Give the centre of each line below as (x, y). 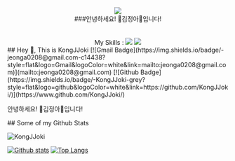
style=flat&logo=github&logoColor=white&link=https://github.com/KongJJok (118, 87)
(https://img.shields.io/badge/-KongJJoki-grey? (76, 79)
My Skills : (109, 42)
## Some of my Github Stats (48, 123)
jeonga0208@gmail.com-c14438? (56, 57)
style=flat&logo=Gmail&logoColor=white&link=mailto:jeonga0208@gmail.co (117, 65)
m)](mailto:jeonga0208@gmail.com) (60, 72)
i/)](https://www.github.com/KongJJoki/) (66, 94)
